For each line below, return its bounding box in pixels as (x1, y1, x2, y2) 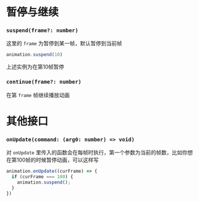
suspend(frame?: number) (6, 27, 79, 34)
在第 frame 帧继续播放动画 (6, 91, 70, 98)
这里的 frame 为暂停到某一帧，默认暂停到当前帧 (6, 40, 123, 47)
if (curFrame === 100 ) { (11, 174, 74, 180)
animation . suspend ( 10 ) (6, 52, 63, 58)
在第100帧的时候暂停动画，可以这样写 (6, 156, 99, 164)
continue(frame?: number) (6, 79, 82, 85)
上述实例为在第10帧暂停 (6, 63, 65, 70)
